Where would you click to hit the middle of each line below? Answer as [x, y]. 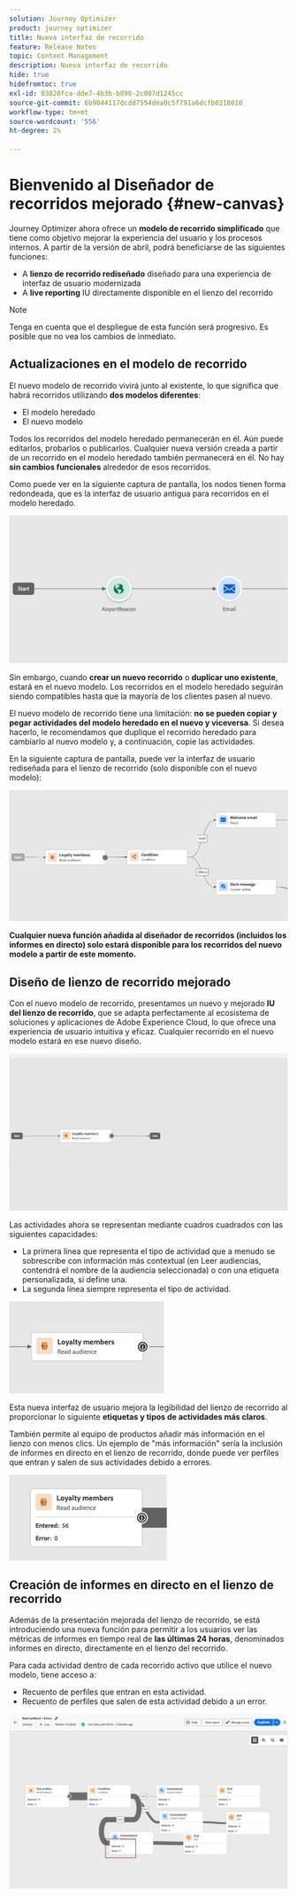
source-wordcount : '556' [55, 121]
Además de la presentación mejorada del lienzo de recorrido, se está [135, 1620]
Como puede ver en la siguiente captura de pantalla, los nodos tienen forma [148, 484]
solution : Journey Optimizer [63, 19]
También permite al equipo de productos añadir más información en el [137, 1434]
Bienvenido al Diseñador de [112, 185]
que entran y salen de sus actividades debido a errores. [110, 1462]
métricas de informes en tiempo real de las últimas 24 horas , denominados [147, 1639]
